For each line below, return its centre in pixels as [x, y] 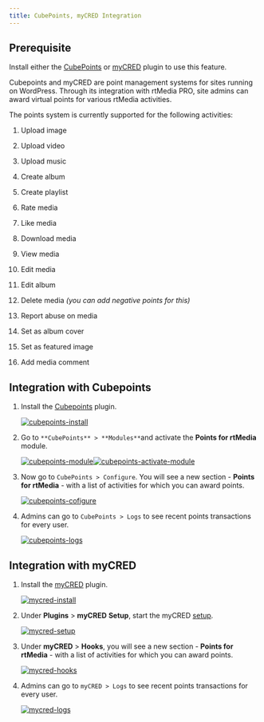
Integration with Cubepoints [80, 387]
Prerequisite [40, 48]
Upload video [43, 146]
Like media [38, 223]
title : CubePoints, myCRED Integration [75, 16]
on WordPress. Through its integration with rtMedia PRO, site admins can [129, 91]
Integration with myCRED [73, 565]
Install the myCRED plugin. [64, 585]
